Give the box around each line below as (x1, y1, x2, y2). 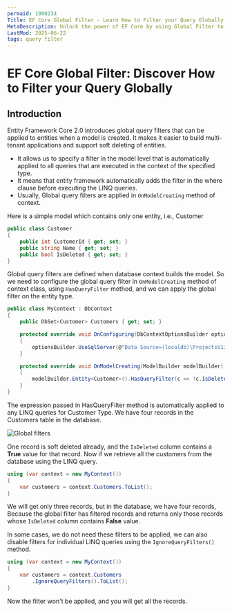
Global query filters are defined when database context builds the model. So (7, 270, 224, 278)
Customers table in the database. (7, 415, 101, 424)
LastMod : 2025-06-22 (7, 29, 67, 37)
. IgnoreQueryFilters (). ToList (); (32, 578, 128, 585)
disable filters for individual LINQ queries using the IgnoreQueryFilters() (7, 538, 215, 546)
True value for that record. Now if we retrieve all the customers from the (7, 449, 213, 458)
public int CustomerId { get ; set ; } (19, 238, 128, 245)
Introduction (7, 108, 62, 120)
